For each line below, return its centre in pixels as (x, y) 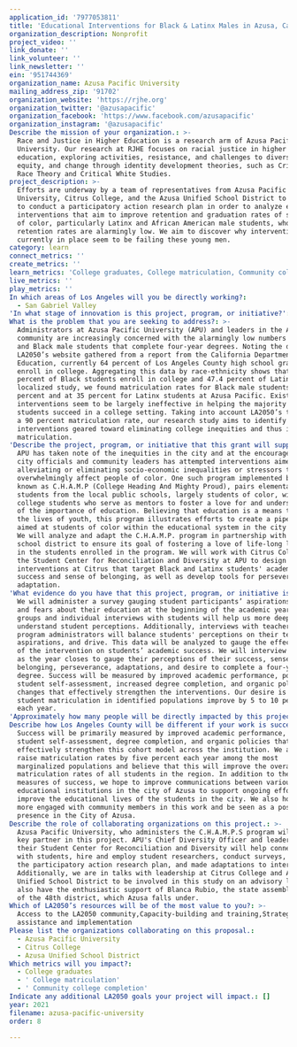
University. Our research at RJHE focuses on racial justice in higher (152, 149)
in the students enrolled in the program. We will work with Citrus (146, 552)
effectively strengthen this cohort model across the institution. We (150, 750)
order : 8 (25, 1021)
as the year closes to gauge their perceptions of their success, (142, 659)
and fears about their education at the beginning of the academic (144, 610)
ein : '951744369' (41, 75)
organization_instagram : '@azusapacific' (87, 125)
